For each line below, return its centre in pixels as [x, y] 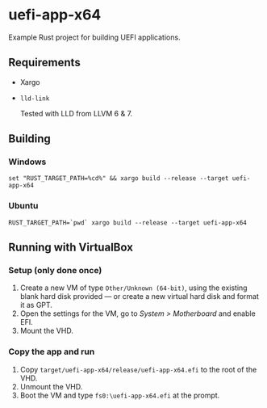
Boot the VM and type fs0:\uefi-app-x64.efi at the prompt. [120, 395]
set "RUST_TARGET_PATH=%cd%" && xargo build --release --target [119, 179]
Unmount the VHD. [51, 386]
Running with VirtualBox [71, 248]
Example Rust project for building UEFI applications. [94, 37]
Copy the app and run [52, 351]
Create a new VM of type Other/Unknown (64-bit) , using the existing [133, 288]
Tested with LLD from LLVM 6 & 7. [76, 113]
